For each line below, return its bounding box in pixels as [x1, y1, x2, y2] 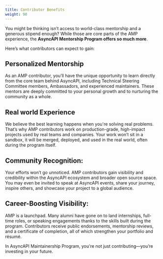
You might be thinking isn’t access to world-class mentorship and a [5, 25, 141, 31]
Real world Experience [5, 108, 75, 116]
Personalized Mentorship [5, 60, 84, 68]
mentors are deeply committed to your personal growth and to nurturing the [5, 88, 159, 94]
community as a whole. [5, 94, 53, 100]
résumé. [5, 233, 22, 239]
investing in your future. [5, 248, 53, 254]
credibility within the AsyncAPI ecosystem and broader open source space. [5, 175, 158, 181]
